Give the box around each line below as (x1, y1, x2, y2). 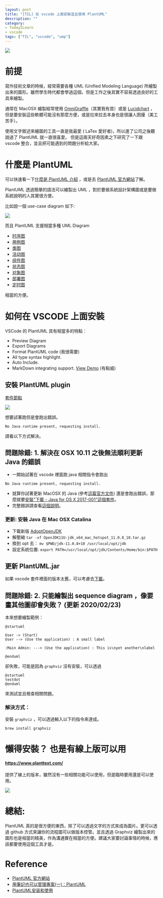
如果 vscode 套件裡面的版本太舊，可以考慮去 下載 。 (5, 576, 108, 582)
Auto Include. (12, 359, 39, 365)
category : (5, 20, 25, 26)
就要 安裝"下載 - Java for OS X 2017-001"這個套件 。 (16, 497, 119, 503)
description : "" (5, 16, 38, 21)
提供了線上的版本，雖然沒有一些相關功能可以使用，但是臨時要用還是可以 (5, 771, 149, 778)
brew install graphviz (5, 726, 51, 731)
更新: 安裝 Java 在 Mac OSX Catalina (5, 516, 91, 523)
